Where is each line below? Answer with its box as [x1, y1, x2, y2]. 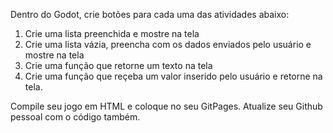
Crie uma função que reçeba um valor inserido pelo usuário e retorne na [24, 70, 323, 82]
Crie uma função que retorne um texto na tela [24, 60, 213, 71]
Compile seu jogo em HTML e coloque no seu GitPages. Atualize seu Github [10, 100, 323, 112]
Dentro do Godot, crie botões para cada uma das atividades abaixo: [10, 9, 290, 20]
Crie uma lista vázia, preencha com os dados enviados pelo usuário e [24, 39, 312, 50]
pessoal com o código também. [10, 111, 141, 123]
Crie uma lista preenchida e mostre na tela [24, 28, 200, 39]
